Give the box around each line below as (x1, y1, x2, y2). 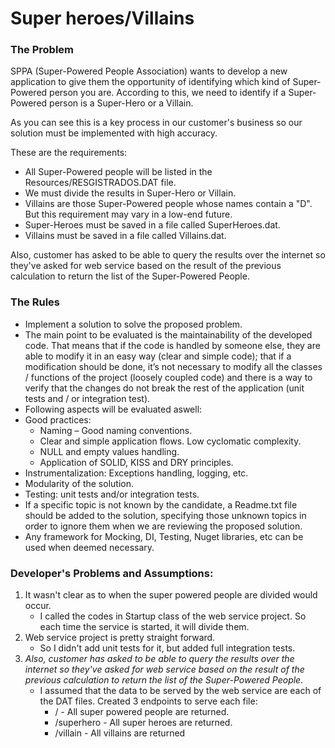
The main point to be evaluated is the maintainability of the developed (24, 328, 313, 341)
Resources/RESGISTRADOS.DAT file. (24, 177, 177, 189)
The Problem (10, 43, 75, 57)
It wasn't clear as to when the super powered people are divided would (24, 589, 318, 601)
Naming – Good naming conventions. (39, 424, 193, 436)
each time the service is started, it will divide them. (39, 621, 250, 633)
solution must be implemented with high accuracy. (10, 127, 218, 139)
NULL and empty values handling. (39, 445, 180, 457)
